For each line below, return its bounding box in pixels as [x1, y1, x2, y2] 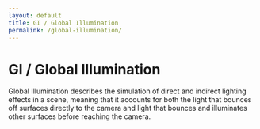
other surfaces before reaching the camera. [8, 112, 151, 121]
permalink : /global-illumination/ [8, 26, 123, 34]
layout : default [8, 11, 62, 20]
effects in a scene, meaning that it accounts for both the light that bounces [8, 95, 252, 104]
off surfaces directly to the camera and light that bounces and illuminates [8, 104, 247, 113]
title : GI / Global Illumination [8, 19, 119, 27]
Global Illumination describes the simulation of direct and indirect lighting [8, 86, 247, 96]
